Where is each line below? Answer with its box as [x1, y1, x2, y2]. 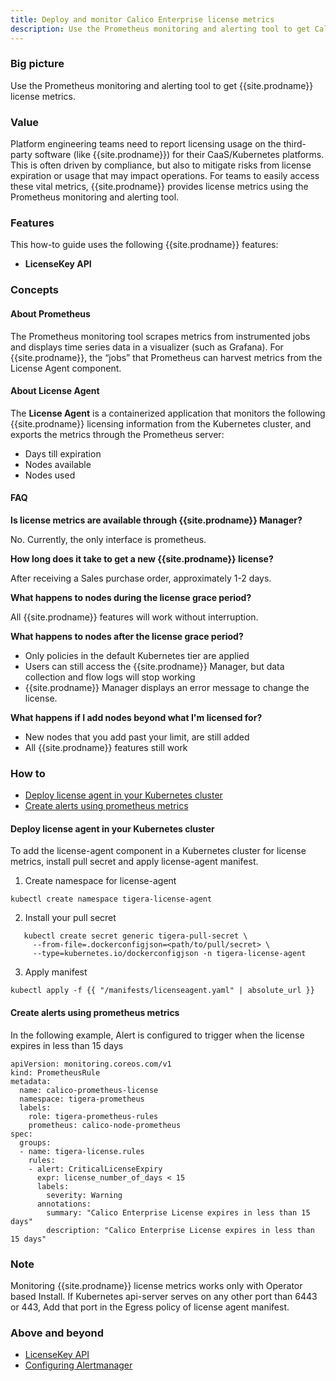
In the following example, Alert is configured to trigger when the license [10, 1029, 305, 1041]
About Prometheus [10, 307, 91, 320]
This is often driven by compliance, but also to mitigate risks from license [10, 159, 312, 171]
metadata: [10, 1076, 52, 1086]
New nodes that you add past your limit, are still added [24, 731, 250, 743]
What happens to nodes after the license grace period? [10, 630, 244, 642]
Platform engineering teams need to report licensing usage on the [10, 138, 282, 150]
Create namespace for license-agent [24, 875, 177, 887]
